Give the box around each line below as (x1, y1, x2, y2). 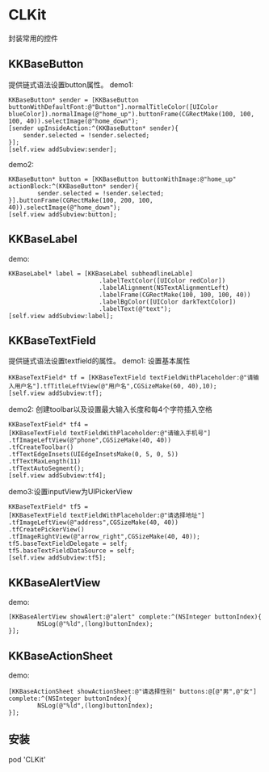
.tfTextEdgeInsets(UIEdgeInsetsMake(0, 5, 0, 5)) (8, 451, 179, 459)
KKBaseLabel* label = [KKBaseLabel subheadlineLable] (8, 269, 194, 278)
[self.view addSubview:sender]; (8, 145, 117, 153)
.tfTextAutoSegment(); (8, 464, 85, 473)
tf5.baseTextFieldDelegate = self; (8, 539, 128, 548)
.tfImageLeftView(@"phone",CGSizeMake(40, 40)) (8, 436, 172, 445)
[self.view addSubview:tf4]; (8, 472, 107, 480)
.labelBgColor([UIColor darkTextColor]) (98, 297, 237, 306)
